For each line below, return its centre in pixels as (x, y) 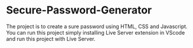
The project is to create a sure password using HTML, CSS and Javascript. (97, 26)
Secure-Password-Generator (79, 10)
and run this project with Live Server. (51, 39)
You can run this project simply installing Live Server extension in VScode (96, 32)
